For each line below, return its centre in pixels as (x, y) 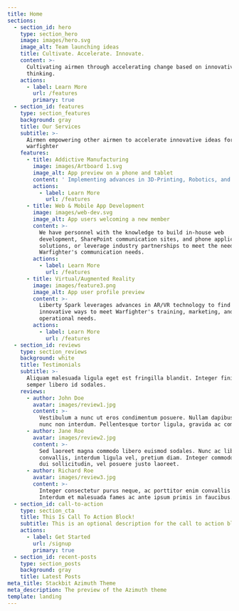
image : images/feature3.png (74, 286)
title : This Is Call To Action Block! (78, 517)
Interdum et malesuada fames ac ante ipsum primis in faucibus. (136, 497)
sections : (22, 21)
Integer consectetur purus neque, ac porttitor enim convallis (135, 491)
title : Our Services (51, 126)
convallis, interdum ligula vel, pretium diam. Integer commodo (136, 458)
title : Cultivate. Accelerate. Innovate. (82, 54)
